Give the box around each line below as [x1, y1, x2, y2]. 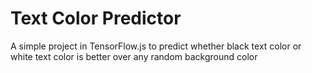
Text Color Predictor [10, 7, 182, 30]
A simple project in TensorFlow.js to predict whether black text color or [10, 40, 302, 52]
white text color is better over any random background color [10, 50, 258, 62]
